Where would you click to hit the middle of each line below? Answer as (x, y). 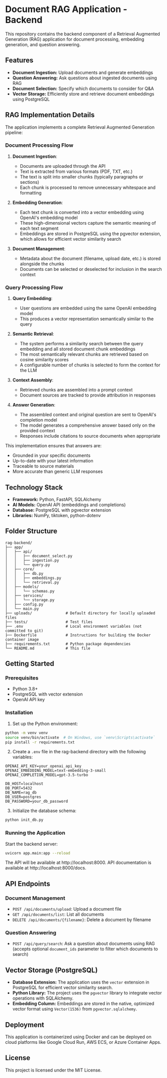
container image (22, 639)
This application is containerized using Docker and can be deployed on (78, 1037)
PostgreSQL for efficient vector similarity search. (63, 988)
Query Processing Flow (34, 287)
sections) (29, 182)
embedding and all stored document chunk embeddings (78, 349)
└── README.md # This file (48, 648)
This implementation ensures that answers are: (53, 446)
